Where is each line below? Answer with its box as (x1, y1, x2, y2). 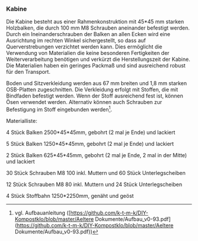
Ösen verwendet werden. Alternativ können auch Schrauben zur (6, 99, 163, 106)
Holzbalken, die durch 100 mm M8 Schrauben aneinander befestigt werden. (6, 24, 190, 31)
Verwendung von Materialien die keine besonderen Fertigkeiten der (6, 50, 170, 57)
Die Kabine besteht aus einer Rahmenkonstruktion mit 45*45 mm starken (6, 18, 184, 25)
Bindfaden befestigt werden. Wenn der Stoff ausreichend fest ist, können (6, 92, 184, 99)
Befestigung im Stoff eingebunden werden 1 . (6, 105, 113, 113)
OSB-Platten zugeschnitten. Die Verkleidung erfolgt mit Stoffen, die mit (6, 86, 179, 93)
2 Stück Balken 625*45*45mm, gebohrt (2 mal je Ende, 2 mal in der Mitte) (6, 151, 187, 158)
